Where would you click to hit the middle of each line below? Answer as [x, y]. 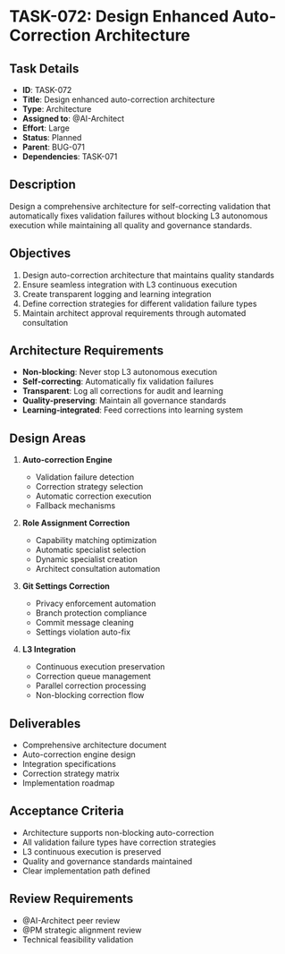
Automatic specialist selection [91, 550]
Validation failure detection [85, 477]
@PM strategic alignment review [82, 930]
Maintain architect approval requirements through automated [134, 313]
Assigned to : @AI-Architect [73, 119]
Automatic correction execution [93, 496]
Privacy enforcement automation [96, 604]
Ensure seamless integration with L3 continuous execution [130, 285]
